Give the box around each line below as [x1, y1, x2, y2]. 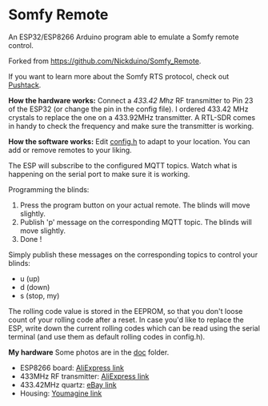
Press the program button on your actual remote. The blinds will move [19, 200, 250, 210]
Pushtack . [8, 80, 42, 90]
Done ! [19, 234, 42, 243]
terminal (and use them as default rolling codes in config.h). [8, 332, 206, 341]
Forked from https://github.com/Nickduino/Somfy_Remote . [8, 56, 202, 66]
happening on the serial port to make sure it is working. [8, 169, 190, 179]
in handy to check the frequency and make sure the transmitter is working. [8, 121, 254, 131]
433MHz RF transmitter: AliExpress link [19, 371, 150, 381]
